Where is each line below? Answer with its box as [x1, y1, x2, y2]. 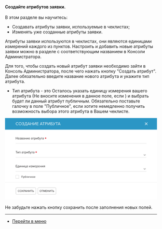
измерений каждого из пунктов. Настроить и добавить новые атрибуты [5, 43, 153, 49]
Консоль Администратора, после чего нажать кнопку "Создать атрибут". [5, 68, 157, 74]
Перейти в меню [12, 218, 47, 224]
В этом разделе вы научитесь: [5, 14, 68, 20]
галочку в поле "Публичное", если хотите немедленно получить [12, 103, 145, 109]
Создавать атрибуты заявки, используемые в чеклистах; [12, 24, 130, 30]
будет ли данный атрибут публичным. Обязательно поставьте [12, 98, 140, 104]
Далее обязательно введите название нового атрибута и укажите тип [5, 73, 149, 79]
